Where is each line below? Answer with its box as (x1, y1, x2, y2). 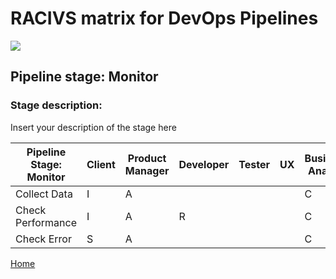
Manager (124, 163, 170, 177)
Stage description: (10, 98, 103, 112)
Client (86, 157, 116, 171)
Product (127, 151, 167, 165)
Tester (238, 157, 271, 171)
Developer (178, 157, 230, 171)
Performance (15, 215, 77, 229)
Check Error (15, 232, 72, 246)
